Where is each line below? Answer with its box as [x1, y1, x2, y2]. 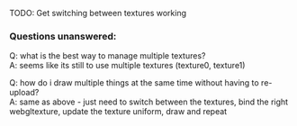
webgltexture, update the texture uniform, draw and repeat [9, 106, 228, 117]
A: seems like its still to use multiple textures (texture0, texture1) [9, 60, 246, 71]
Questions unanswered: [9, 30, 117, 42]
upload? [9, 87, 40, 98]
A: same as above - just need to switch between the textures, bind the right [9, 96, 289, 107]
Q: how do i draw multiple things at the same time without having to [9, 77, 259, 88]
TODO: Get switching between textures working [9, 8, 187, 18]
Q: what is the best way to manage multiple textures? [9, 50, 206, 61]
